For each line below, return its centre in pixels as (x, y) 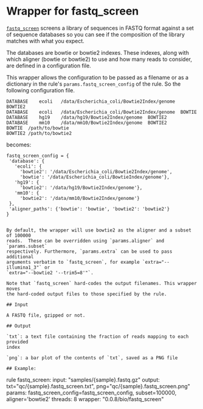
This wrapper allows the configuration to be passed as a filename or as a (98, 77)
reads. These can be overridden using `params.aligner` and (85, 241)
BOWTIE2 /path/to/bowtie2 (39, 133)
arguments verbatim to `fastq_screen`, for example (73, 262)
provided (17, 342)
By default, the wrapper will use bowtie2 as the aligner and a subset (99, 230)
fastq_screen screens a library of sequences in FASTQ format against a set (100, 28)
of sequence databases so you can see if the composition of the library (96, 34)
